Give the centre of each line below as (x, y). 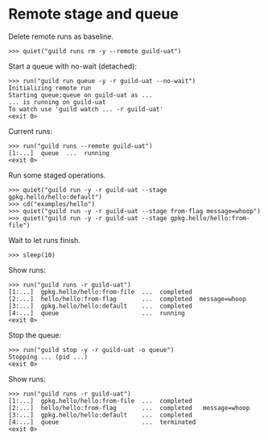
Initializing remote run (50, 88)
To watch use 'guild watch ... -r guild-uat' (86, 109)
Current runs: (31, 131)
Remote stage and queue (93, 14)
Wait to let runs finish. (44, 240)
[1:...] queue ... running (59, 153)
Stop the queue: (35, 335)
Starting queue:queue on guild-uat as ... (80, 95)
